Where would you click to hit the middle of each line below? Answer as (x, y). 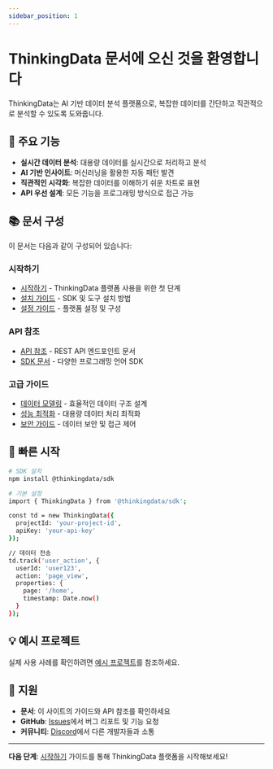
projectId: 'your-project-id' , (69, 523)
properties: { (39, 583)
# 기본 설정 (25, 493)
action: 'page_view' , (52, 576)
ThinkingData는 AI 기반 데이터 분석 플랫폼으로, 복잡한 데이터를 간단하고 (122, 103)
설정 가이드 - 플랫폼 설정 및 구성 (71, 308)
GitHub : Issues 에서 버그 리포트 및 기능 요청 (89, 722)
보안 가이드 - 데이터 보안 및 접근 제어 (78, 424)
